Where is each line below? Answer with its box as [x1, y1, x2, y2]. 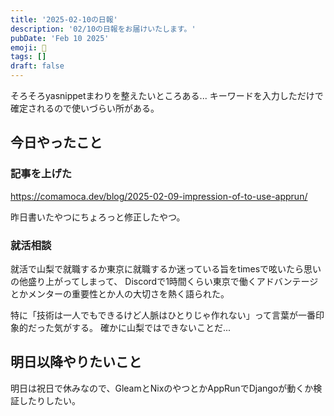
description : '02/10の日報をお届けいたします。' [10, 24, 197, 34]
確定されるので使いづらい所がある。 [10, 102, 160, 114]
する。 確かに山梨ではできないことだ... [71, 321, 232, 333]
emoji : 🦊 [10, 42, 47, 53]
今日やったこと [10, 134, 103, 151]
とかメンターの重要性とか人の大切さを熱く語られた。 [10, 287, 230, 300]
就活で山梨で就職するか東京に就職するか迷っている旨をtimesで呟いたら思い [10, 262, 322, 275]
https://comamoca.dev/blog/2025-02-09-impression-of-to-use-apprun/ [10, 190, 308, 202]
